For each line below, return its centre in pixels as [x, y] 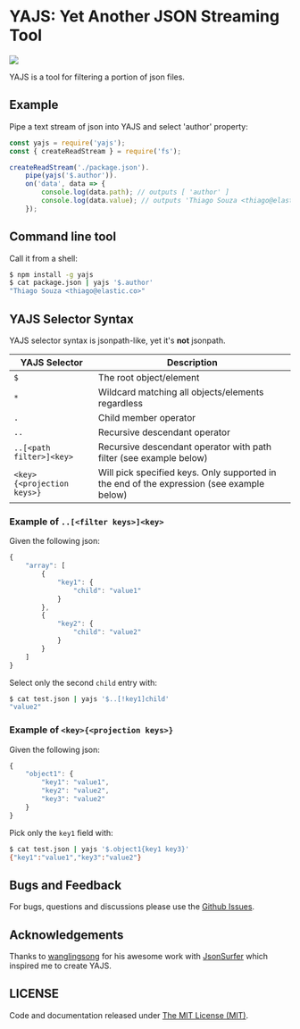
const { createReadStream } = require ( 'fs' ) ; [95, 151]
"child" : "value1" [107, 590]
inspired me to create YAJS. [60, 966]
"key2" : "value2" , [75, 791]
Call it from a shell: [43, 258]
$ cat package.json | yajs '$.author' [81, 283]
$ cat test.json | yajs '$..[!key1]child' [89, 699]
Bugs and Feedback [66, 885]
